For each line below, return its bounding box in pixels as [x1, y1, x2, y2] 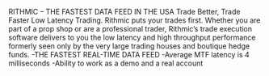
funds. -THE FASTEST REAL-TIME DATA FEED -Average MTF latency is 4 [8, 50, 250, 59]
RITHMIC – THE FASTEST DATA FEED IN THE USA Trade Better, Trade [8, 7, 241, 16]
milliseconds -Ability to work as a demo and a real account [8, 58, 204, 68]
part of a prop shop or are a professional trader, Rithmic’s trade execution [8, 24, 253, 33]
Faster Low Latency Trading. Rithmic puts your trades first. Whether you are [8, 15, 261, 25]
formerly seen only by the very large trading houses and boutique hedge [8, 41, 250, 51]
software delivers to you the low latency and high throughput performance [8, 32, 256, 42]
